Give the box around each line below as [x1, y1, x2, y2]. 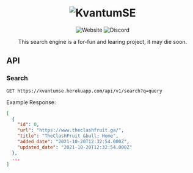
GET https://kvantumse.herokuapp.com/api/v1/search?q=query [6, 88, 163, 94]
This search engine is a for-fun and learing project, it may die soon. [18, 38, 188, 45]
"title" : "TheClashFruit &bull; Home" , [17, 133, 119, 139]
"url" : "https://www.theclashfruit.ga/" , [17, 127, 124, 133]
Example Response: [6, 98, 56, 106]
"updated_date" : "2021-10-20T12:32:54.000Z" [17, 144, 133, 150]
